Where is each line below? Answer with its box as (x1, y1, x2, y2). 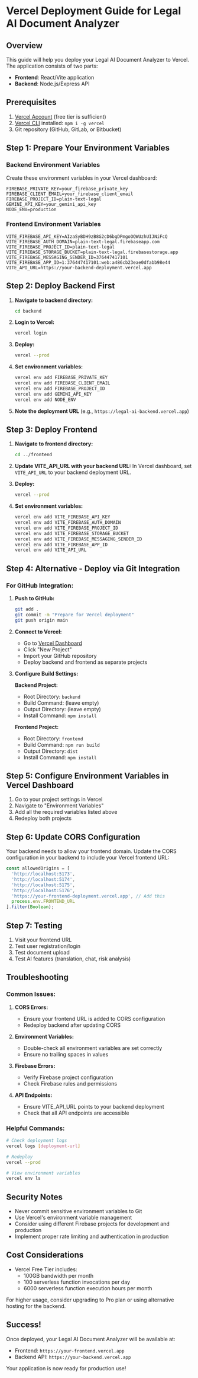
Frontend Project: (14, 723, 59, 730)
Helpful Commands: (6, 1124, 65, 1132)
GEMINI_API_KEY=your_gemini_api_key (6, 201, 96, 207)
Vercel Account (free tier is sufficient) (14, 113, 106, 120)
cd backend (14, 308, 42, 314)
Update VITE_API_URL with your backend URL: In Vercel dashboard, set (14, 463, 192, 470)
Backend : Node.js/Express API (14, 80, 90, 87)
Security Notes (6, 1192, 63, 1202)
